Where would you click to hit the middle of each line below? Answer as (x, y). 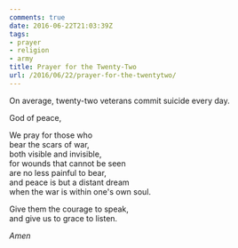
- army (21, 59)
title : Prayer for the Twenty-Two (73, 68)
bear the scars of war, (50, 144)
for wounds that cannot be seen (67, 163)
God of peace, (36, 117)
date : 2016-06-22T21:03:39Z (61, 26)
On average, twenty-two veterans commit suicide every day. (120, 100)
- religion (29, 51)
